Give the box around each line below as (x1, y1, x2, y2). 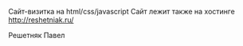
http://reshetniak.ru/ (8, 15, 74, 25)
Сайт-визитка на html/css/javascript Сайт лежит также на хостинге (8, 7, 235, 16)
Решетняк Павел (8, 31, 65, 40)
